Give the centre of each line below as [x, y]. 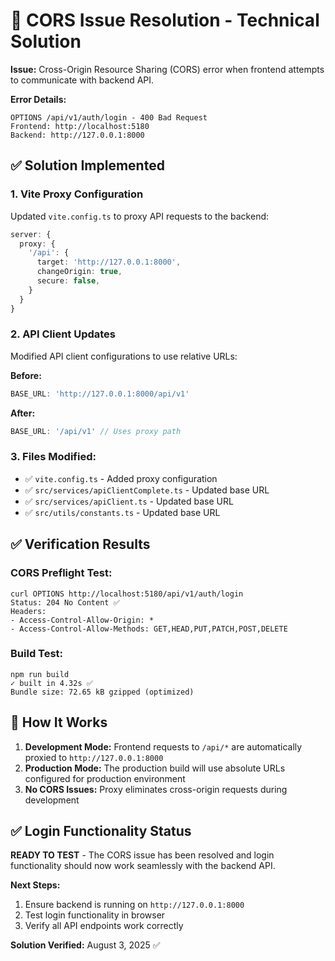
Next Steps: [35, 885]
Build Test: [37, 654]
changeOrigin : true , [79, 272]
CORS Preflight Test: [61, 573]
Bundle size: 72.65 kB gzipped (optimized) [102, 692]
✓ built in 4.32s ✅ [51, 683]
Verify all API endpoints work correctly [104, 926]
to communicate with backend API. [82, 80]
